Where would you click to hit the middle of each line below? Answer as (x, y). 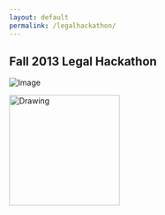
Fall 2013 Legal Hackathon (83, 61)
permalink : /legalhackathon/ (63, 26)
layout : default (39, 17)
